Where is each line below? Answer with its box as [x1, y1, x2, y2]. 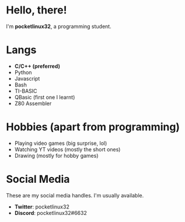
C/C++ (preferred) [14, 63, 60, 70]
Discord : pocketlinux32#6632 [14, 209, 88, 216]
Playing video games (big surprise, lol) [14, 140, 107, 147]
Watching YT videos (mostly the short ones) [14, 145, 121, 152]
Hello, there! [6, 4, 67, 17]
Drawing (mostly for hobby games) [14, 152, 99, 159]
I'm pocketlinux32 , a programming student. [6, 23, 112, 30]
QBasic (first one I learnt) [14, 93, 75, 100]
